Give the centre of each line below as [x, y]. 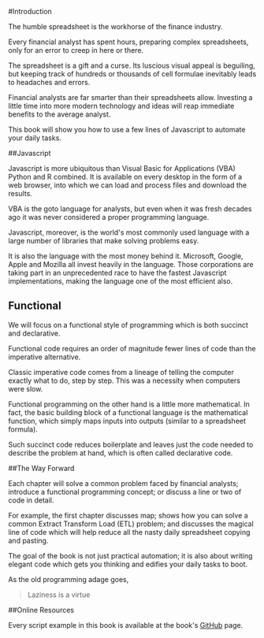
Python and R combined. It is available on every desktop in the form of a [125, 177]
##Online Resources [41, 610]
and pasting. [28, 540]
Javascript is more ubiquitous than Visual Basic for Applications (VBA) [122, 168]
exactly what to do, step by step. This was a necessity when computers [124, 380]
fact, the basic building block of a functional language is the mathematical [128, 412]
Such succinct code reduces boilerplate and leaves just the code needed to [131, 444]
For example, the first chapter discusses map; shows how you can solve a [128, 515]
